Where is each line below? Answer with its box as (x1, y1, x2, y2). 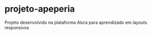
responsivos (4, 24, 29, 30)
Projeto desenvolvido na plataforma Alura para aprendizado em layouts (4, 19, 147, 25)
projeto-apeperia (4, 3, 75, 15)
